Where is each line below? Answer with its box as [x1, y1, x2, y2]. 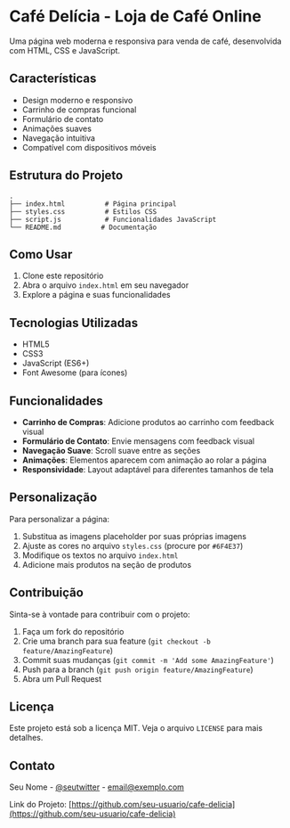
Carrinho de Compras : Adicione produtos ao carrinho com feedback [21, 417, 275, 427]
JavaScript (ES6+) [21, 358, 90, 369]
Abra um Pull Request [21, 673, 102, 684]
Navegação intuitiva [21, 132, 96, 143]
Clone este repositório [21, 270, 104, 282]
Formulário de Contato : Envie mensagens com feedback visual [21, 436, 255, 447]
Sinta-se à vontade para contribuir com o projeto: [9, 609, 190, 619]
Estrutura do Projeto [9, 168, 124, 184]
